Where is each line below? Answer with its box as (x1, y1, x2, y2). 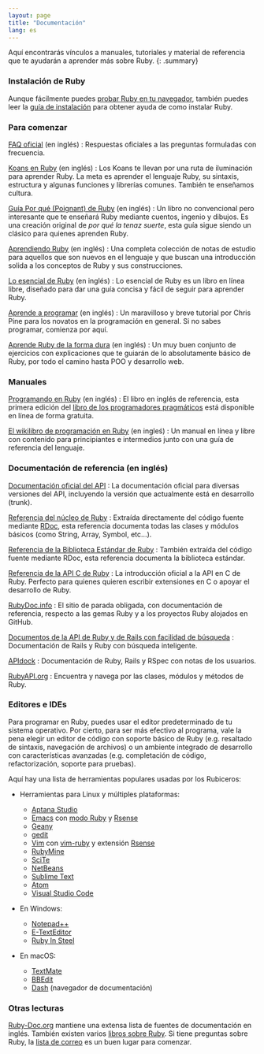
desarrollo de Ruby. (8, 585, 72, 595)
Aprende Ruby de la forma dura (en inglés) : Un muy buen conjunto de (8, 340, 236, 349)
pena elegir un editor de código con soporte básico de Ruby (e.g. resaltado (8, 733, 252, 743)
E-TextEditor (31, 927, 73, 937)
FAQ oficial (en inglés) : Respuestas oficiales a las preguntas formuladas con (8, 139, 257, 149)
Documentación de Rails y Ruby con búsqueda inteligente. (8, 640, 198, 650)
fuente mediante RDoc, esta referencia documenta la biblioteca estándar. (8, 553, 246, 562)
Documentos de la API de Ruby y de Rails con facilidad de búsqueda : (8, 632, 235, 642)
